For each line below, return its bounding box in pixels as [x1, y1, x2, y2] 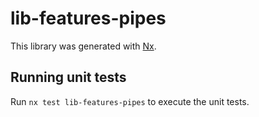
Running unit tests [10, 69, 127, 86]
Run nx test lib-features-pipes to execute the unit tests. [10, 95, 250, 107]
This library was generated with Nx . [10, 40, 157, 52]
